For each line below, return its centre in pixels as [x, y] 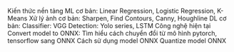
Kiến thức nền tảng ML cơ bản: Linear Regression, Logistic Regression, [112, 11]
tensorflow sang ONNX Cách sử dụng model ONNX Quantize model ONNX [117, 41]
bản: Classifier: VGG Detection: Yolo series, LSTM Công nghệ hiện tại [109, 26]
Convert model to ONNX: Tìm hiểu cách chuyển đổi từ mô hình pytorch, [112, 33]
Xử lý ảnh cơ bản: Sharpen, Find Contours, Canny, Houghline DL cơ [128, 18]
